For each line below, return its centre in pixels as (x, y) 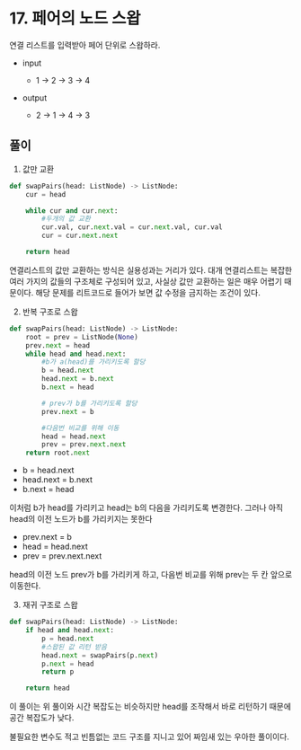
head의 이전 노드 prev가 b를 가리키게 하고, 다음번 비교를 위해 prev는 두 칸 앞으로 (151, 575)
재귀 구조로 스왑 (50, 605)
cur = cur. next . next (80, 236)
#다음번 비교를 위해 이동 (80, 428)
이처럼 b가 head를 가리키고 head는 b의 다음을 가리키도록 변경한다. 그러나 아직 (146, 507)
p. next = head (68, 664)
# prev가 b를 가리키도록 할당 (89, 403)
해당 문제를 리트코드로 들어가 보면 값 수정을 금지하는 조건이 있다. (148, 292)
